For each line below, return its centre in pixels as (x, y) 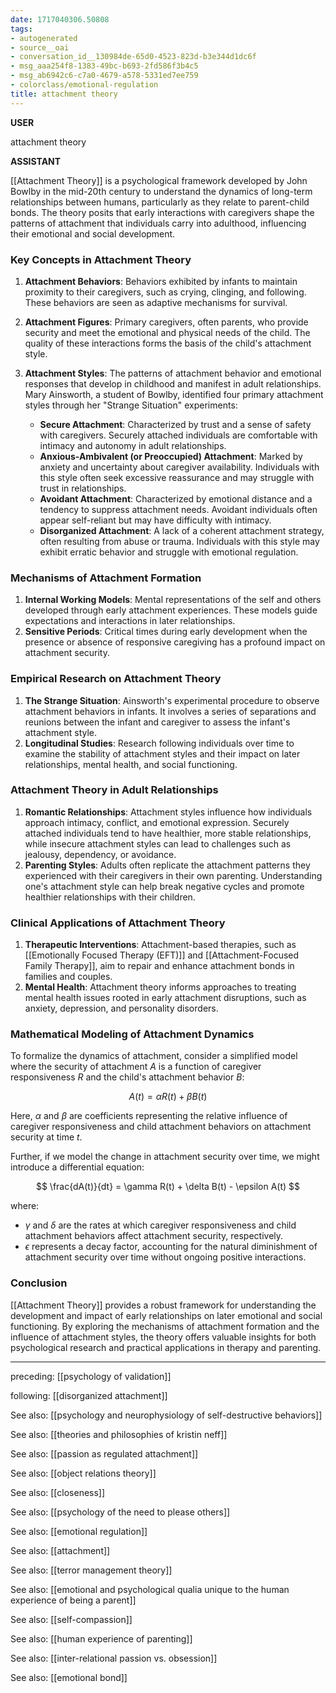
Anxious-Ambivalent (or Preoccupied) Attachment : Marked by (171, 456)
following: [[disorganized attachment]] (89, 1395)
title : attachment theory (64, 94)
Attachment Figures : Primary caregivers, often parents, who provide (166, 322)
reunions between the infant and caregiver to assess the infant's (157, 722)
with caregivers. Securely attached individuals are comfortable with (178, 435)
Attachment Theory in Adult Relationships (114, 790)
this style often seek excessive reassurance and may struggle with (177, 477)
